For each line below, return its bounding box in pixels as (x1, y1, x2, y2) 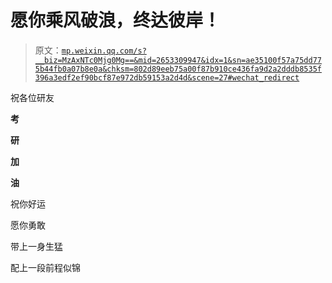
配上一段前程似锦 (10, 261, 81, 273)
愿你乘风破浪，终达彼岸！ (10, 9, 222, 32)
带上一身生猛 (10, 240, 63, 252)
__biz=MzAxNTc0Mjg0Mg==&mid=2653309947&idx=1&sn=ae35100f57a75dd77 (34, 55, 322, 65)
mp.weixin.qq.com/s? (61, 46, 147, 56)
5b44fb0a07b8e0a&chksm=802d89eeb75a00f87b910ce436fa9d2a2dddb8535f (34, 64, 322, 74)
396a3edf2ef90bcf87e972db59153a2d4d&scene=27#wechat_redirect (34, 72, 300, 83)
